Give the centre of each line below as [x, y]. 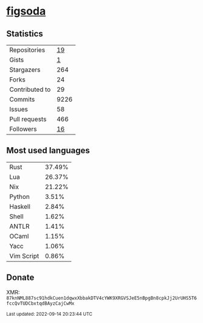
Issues [19, 109]
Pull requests [28, 119]
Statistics [25, 34]
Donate [20, 278]
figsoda [26, 11]
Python [20, 196]
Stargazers [25, 70]
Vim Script [24, 255]
